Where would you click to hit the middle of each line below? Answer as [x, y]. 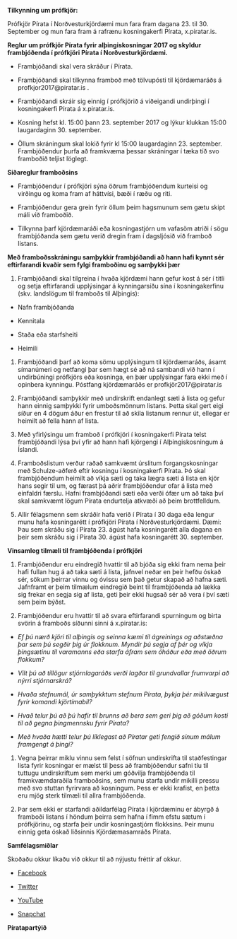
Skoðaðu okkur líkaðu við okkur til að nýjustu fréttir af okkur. [95, 859]
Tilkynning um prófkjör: [43, 10]
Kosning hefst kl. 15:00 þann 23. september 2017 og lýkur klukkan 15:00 [122, 122]
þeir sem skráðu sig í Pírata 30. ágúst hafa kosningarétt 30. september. [120, 537]
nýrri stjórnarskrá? [44, 681]
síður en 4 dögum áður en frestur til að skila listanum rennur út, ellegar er [123, 413]
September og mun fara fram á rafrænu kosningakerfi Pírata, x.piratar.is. [112, 31]
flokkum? [31, 659]
